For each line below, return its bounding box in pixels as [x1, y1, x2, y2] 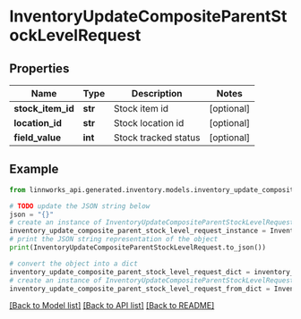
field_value [13, 131, 61, 144]
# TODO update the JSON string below [9, 201, 150, 211]
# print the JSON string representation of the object [9, 235, 219, 244]
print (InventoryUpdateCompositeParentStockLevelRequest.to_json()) [9, 243, 267, 252]
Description [131, 88, 183, 99]
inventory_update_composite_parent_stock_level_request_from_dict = [9, 284, 271, 293]
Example [9, 162, 59, 177]
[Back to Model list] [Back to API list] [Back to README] [9, 300, 215, 311]
